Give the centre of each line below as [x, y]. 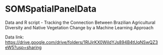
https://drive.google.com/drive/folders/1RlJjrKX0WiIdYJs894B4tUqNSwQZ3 [81, 42]
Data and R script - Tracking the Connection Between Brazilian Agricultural [80, 22]
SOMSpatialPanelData [51, 9]
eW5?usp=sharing [23, 47]
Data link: [15, 37]
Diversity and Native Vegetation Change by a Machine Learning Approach [79, 27]
